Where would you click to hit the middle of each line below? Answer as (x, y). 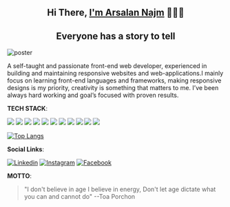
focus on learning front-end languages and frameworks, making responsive (114, 80)
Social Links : (26, 149)
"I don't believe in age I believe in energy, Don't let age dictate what (120, 189)
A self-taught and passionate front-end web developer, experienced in (107, 66)
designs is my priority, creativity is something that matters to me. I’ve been (113, 88)
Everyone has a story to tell (116, 36)
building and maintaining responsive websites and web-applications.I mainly (115, 74)
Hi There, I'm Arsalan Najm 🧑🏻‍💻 (116, 13)
